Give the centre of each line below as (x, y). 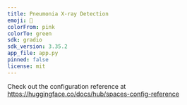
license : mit (26, 66)
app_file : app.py (33, 54)
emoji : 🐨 (20, 20)
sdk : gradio (25, 40)
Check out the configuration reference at (67, 86)
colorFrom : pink (31, 27)
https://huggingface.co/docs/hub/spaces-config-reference (93, 94)
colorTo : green (30, 33)
